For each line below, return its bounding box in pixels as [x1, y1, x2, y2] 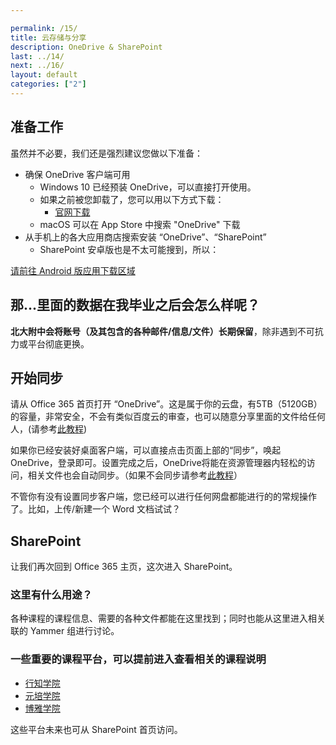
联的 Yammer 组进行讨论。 [10, 625, 120, 637]
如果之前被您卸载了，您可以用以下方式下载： [39, 193, 225, 205]
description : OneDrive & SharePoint [10, 42, 163, 52]
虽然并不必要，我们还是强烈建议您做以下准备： [10, 147, 203, 159]
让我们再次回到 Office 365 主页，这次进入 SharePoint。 [10, 561, 238, 573]
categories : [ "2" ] [10, 79, 87, 90]
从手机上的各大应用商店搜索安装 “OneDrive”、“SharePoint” [24, 231, 267, 243]
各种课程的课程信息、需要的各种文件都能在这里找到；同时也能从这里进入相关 [10, 612, 326, 625]
